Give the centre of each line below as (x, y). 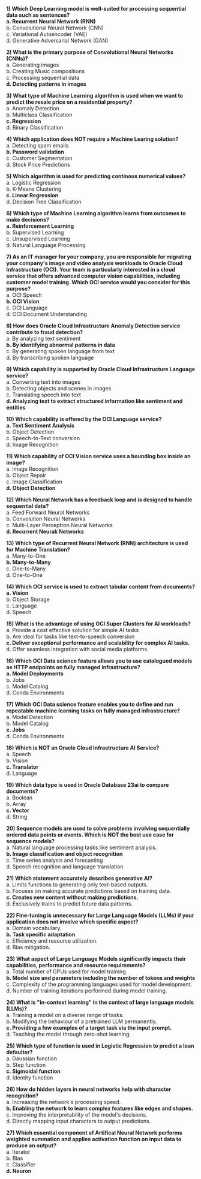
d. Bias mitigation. (28, 947)
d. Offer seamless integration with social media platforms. (77, 649)
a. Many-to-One (26, 556)
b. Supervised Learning (35, 232)
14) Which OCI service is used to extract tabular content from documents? (101, 587)
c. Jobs (16, 730)
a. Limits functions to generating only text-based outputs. (77, 885)
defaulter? (19, 1052)
